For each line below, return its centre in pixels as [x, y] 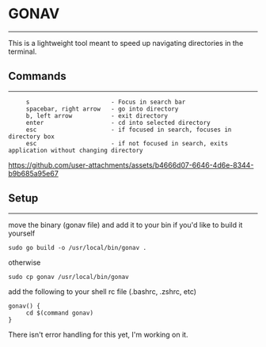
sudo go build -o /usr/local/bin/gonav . [78, 247]
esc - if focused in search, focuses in [129, 130]
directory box [32, 136]
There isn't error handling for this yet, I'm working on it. [98, 334]
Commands [38, 76]
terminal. [23, 51]
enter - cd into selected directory [118, 123]
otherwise [25, 262]
